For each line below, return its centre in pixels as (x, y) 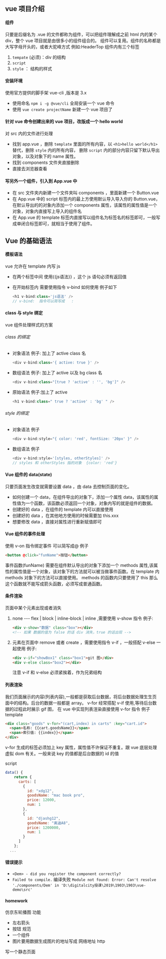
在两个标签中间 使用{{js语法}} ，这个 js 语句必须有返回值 (69, 277)
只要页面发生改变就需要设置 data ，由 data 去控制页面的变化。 (68, 486)
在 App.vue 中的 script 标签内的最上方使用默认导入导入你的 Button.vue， (86, 199)
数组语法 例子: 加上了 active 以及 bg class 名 (57, 372)
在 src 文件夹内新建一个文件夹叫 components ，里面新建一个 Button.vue (85, 193)
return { (23, 777)
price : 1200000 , (44, 828)
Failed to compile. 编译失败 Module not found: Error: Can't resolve (84, 879)
